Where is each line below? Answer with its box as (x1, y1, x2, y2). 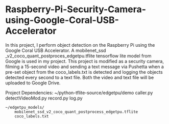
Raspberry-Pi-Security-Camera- (5, 4, 147, 15)
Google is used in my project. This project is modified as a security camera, (5, 58, 164, 64)
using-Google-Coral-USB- (5, 14, 119, 26)
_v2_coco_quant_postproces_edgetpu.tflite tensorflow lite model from (5, 52, 152, 59)
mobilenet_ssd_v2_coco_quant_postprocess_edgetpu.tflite (14, 109, 138, 114)
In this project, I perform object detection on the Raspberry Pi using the (5, 42, 155, 48)
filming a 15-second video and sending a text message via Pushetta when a (5, 64, 164, 70)
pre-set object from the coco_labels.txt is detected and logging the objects (5, 69, 163, 75)
